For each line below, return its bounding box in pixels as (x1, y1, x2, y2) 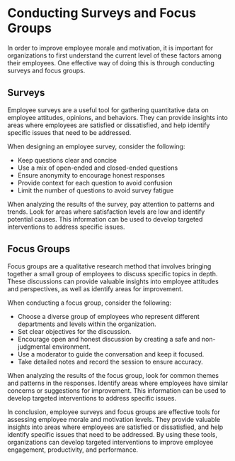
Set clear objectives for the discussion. (17, 327, 132, 335)
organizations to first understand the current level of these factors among (7, 51, 222, 60)
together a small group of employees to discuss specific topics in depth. (7, 269, 218, 278)
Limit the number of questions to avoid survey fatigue (17, 186, 174, 195)
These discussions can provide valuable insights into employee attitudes (7, 277, 219, 286)
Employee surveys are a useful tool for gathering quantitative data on (7, 105, 209, 114)
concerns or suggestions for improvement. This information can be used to (7, 386, 227, 395)
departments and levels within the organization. (17, 320, 157, 328)
